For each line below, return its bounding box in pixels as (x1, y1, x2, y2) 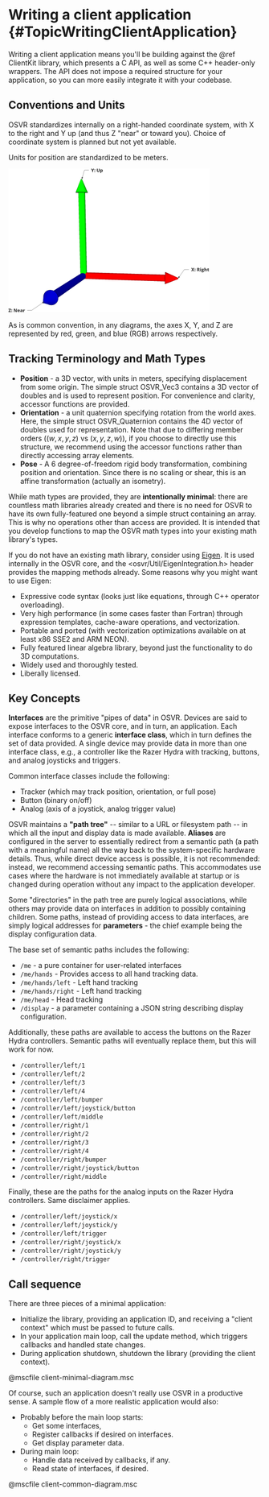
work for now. (8, 1044, 54, 1054)
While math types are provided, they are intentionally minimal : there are (8, 491, 248, 501)
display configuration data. (8, 929, 97, 939)
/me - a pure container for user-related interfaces (19, 961, 182, 970)
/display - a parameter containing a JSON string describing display (19, 1003, 244, 1013)
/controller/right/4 (19, 1148, 89, 1156)
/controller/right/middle (19, 1173, 107, 1181)
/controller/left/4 (19, 1087, 86, 1096)
